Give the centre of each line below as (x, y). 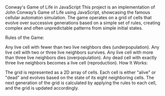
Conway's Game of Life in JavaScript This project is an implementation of (80, 7)
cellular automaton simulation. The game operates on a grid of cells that (79, 17)
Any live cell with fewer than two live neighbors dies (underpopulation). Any (82, 47)
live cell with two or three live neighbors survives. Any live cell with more (79, 52)
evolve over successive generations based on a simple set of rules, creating (83, 23)
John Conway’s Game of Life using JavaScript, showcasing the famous (78, 12)
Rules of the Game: (25, 37)
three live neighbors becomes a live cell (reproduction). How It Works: (77, 63)
